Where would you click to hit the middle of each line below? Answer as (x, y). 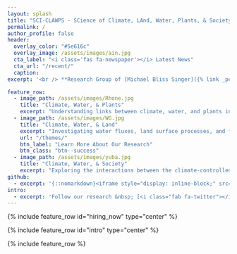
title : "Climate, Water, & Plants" (72, 105)
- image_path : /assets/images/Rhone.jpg (74, 99)
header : (19, 40)
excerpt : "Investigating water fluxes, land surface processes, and (123, 131)
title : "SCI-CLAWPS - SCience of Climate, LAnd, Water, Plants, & (107, 20)
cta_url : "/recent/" (44, 66)
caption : (26, 72)
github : (19, 177)
